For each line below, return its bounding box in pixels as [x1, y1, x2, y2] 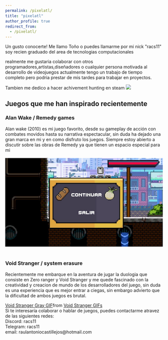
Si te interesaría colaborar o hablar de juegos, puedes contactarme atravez [5, 307, 159, 313]
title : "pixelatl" [5, 13, 43, 19]
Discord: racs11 [5, 318, 36, 324]
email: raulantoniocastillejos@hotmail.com [5, 328, 92, 335]
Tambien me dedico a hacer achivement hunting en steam [5, 85, 125, 91]
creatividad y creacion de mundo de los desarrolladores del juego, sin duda [5, 282, 161, 288]
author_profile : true [5, 19, 50, 24]
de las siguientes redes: [5, 313, 54, 319]
